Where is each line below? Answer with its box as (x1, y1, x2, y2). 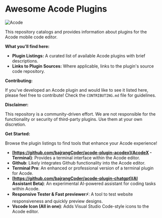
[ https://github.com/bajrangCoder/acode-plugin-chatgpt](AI (12, 175, 138, 181)
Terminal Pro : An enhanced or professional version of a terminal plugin (12, 165, 154, 171)
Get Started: (5, 131, 30, 136)
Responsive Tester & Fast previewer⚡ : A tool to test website (12, 191, 133, 197)
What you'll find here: (5, 43, 50, 49)
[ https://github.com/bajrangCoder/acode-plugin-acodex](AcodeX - (12, 150, 152, 155)
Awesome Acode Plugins (5, 3, 107, 15)
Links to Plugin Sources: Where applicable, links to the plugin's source (12, 63, 154, 69)
